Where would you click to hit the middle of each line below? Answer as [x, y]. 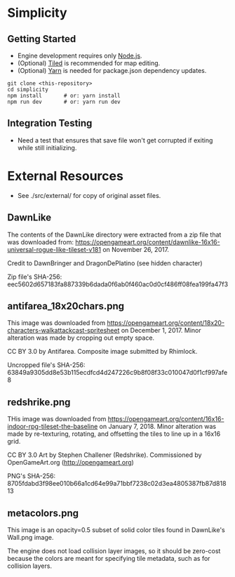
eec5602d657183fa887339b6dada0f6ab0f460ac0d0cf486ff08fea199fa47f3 [118, 284]
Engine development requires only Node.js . [80, 55]
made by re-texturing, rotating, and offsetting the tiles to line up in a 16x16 [114, 434]
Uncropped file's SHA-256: [46, 365]
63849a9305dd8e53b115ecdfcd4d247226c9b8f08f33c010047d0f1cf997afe [117, 373]
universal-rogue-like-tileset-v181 [54, 249]
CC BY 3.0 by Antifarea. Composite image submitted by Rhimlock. [102, 352]
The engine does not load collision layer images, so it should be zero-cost [114, 551]
